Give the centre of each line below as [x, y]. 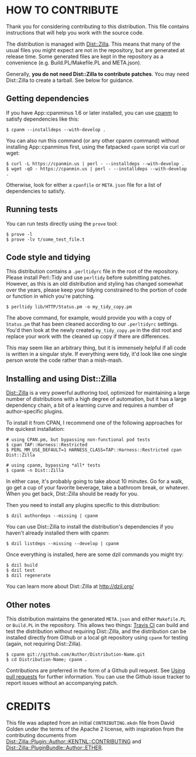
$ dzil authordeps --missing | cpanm [52, 516]
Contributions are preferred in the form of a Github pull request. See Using [96, 670]
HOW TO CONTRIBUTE [62, 10]
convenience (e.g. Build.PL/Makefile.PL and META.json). [74, 63]
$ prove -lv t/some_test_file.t [45, 239]
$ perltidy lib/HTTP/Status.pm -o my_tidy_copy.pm [69, 307]
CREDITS [28, 707]
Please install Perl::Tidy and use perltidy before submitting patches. [89, 278]
